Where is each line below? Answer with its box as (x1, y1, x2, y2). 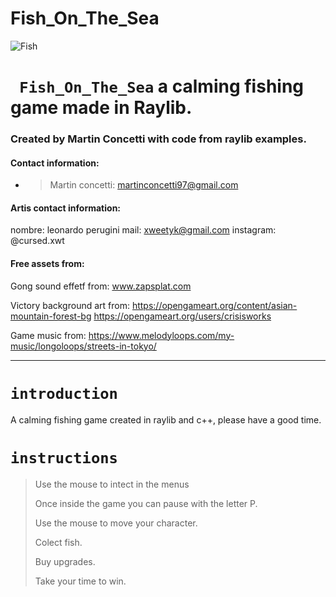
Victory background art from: (10, 299, 130, 311)
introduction (10, 384, 118, 403)
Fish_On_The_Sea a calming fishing (19, 75, 305, 98)
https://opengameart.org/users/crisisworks (93, 310, 272, 322)
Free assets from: (10, 258, 85, 270)
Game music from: (10, 329, 87, 341)
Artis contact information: (10, 202, 122, 214)
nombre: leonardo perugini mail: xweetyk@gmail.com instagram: (10, 224, 277, 236)
